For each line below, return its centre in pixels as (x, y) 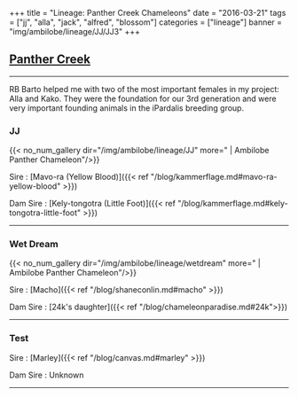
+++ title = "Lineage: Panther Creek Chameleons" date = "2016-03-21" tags (148, 13)
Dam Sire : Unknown (47, 375)
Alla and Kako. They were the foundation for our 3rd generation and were (143, 98)
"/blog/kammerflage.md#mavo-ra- (214, 177)
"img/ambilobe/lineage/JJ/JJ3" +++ (74, 31)
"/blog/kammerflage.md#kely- (232, 204)
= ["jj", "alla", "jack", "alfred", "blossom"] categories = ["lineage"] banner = (145, 22)
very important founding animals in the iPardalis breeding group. (127, 108)
